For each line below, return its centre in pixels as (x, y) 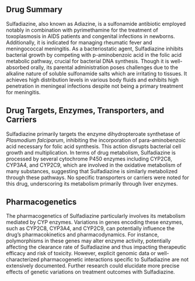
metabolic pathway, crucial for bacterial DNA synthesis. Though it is (88, 61)
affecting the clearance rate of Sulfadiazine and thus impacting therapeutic (96, 247)
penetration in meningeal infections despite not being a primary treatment (95, 86)
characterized (23, 259)
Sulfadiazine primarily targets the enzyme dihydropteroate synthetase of (93, 133)
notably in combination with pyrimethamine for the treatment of (82, 30)
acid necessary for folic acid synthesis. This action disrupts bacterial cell (93, 146)
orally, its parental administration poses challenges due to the (104, 67)
